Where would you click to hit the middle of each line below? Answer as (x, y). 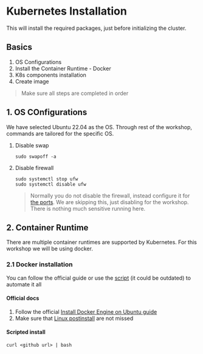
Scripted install (26, 332)
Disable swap (32, 145)
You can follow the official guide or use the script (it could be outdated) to (99, 278)
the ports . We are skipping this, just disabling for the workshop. (110, 202)
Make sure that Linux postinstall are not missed (74, 318)
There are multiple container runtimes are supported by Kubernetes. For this (102, 242)
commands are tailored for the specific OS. (60, 133)
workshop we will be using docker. (50, 249)
